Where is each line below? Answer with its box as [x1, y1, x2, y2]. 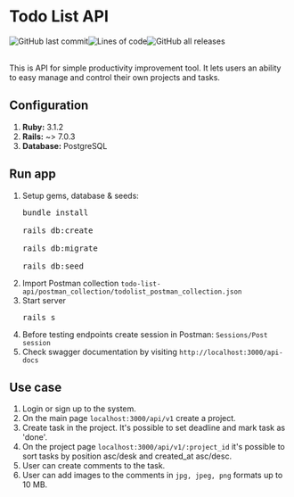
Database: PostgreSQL [21, 140, 108, 151]
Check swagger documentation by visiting [21, 346, 178, 357]
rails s [21, 312, 56, 322]
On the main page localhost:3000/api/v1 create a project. [21, 413, 236, 424]
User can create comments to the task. [21, 460, 166, 471]
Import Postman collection [21, 277, 119, 288]
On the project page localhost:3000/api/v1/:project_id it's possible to [21, 442, 285, 452]
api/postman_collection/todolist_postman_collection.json [21, 287, 242, 296]
